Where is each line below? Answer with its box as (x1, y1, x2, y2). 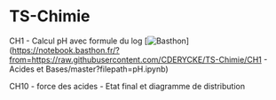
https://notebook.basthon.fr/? (12, 44, 120, 55)
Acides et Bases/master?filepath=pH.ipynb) (9, 64, 169, 74)
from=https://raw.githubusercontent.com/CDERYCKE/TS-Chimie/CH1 (9, 54, 262, 65)
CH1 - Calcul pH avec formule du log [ (9, 35, 148, 46)
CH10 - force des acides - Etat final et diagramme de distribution (9, 81, 246, 91)
